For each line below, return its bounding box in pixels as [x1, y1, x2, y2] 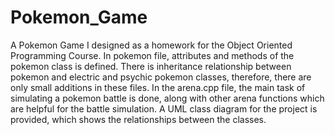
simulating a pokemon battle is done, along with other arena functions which [10, 92, 325, 104]
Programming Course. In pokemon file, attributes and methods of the [10, 49, 295, 61]
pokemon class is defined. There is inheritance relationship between [10, 60, 292, 72]
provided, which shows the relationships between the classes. [10, 113, 267, 125]
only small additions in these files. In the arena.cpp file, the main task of [10, 81, 306, 93]
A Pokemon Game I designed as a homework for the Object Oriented [10, 39, 293, 51]
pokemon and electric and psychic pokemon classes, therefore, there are [10, 71, 312, 83]
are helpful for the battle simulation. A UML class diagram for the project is [10, 102, 318, 115]
